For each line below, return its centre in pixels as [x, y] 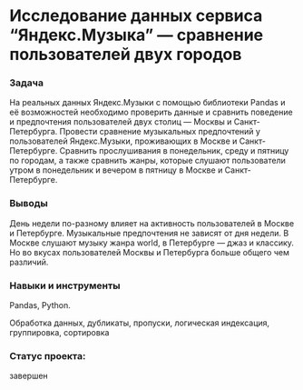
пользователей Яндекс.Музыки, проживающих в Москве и [123, 141]
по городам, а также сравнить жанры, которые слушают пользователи [147, 161]
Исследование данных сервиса [136, 16]
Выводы [29, 204]
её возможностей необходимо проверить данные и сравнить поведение [151, 112]
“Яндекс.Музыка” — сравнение [137, 35]
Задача [26, 83]
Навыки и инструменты [65, 285]
